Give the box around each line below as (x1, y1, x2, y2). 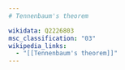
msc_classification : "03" (8, 34, 96, 42)
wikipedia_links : (8, 42, 67, 50)
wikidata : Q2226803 (8, 26, 75, 35)
